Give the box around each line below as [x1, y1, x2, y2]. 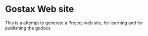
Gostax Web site [5, 3, 74, 15]
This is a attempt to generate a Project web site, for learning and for [5, 20, 144, 26]
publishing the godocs [5, 25, 51, 31]
